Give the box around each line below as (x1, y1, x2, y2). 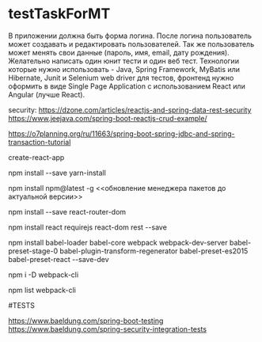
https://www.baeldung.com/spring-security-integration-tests (8, 324, 207, 333)
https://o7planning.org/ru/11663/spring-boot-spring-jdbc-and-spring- (8, 128, 235, 139)
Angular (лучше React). (8, 89, 85, 99)
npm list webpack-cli (8, 285, 77, 294)
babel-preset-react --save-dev (8, 254, 109, 264)
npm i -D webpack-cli (8, 270, 79, 279)
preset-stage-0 (8, 246, 58, 256)
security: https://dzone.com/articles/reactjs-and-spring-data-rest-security (8, 104, 252, 115)
